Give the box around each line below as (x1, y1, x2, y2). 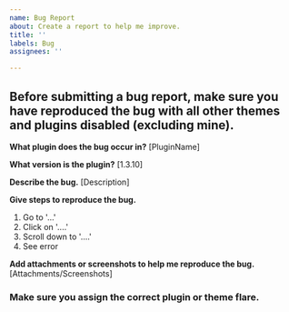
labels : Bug (9, 38, 55, 48)
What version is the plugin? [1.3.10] (9, 158, 144, 169)
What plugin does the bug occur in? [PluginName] (9, 141, 200, 152)
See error (22, 240, 59, 251)
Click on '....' (22, 221, 69, 232)
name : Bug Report (9, 13, 75, 23)
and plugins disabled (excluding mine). (9, 117, 234, 133)
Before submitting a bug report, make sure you (9, 88, 279, 105)
